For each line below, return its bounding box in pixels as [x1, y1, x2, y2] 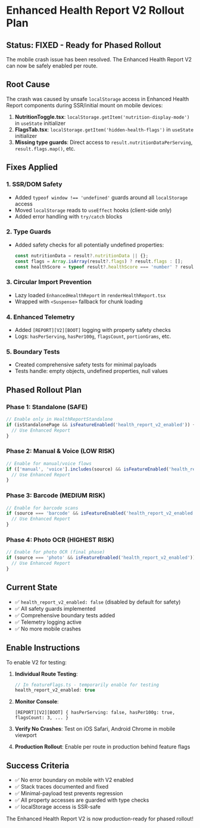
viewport [14, 732, 37, 739]
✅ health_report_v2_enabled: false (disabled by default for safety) [14, 598, 181, 605]
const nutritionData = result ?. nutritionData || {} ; [14, 253, 149, 258]
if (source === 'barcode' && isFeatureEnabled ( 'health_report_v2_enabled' [6, 510, 196, 516]
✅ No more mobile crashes [14, 625, 82, 632]
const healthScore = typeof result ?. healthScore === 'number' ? [14, 264, 178, 270]
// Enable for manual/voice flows [6, 460, 92, 466]
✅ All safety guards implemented [14, 605, 96, 612]
